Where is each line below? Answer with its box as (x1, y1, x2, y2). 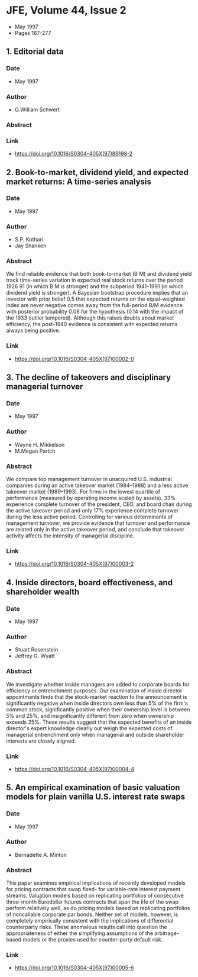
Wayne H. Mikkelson (14, 441, 65, 448)
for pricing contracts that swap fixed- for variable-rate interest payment (6, 886, 181, 893)
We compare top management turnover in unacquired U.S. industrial (6, 476, 173, 482)
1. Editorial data (6, 47, 64, 57)
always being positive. (6, 327, 60, 334)
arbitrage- (154, 930, 179, 937)
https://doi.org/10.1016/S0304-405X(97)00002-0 (14, 355, 134, 362)
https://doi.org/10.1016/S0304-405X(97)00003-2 (14, 560, 134, 568)
